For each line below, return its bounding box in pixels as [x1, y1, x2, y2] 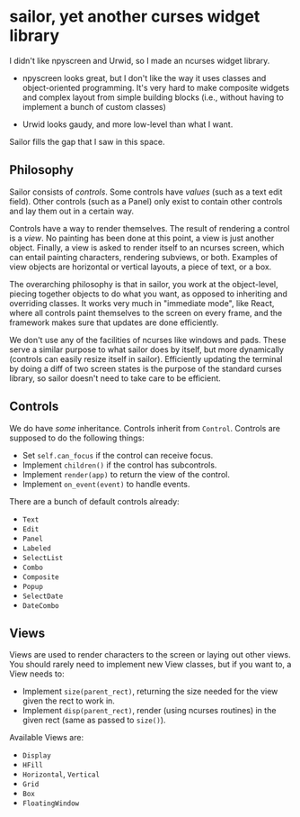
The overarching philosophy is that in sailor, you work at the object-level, [9, 278, 278, 289]
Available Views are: [9, 732, 84, 743]
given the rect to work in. [22, 695, 115, 706]
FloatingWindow [22, 799, 80, 808]
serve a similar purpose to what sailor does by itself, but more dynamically [9, 344, 285, 355]
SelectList [22, 553, 64, 562]
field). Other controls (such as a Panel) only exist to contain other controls [9, 195, 283, 206]
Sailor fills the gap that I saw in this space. [9, 136, 165, 147]
